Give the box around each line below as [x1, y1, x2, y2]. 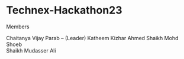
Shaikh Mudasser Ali [6, 47, 56, 54]
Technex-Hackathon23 [6, 4, 122, 17]
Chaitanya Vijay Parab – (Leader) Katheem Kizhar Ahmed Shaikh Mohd [6, 34, 179, 41]
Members [6, 23, 30, 30]
